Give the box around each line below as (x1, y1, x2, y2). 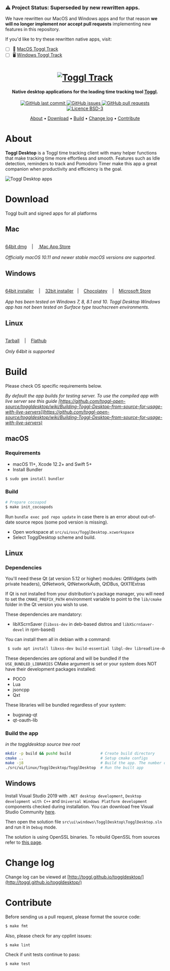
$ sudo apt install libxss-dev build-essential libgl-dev (7, 646, 133, 651)
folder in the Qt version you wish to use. (5, 602, 89, 608)
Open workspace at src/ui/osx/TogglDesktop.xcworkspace (12, 529, 135, 535)
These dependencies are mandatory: (5, 611, 82, 617)
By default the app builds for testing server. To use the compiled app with (5, 393, 159, 399)
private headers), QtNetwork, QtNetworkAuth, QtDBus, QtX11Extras (5, 581, 146, 587)
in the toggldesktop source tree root (5, 741, 80, 748)
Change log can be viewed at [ (5, 874, 69, 880)
